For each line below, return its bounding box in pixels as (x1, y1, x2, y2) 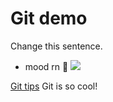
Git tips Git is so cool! (10, 80, 98, 92)
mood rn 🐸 (24, 60, 69, 72)
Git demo (10, 7, 88, 30)
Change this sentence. (10, 40, 103, 52)
